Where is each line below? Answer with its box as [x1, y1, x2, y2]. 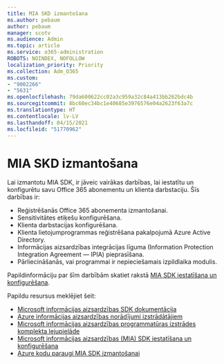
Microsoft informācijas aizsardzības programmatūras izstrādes [17, 320, 196, 328]
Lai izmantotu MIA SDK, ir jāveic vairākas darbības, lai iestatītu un [7, 178, 194, 186]
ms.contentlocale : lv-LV [7, 113, 79, 119]
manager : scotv [7, 29, 51, 37]
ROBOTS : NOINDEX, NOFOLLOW [7, 55, 85, 62]
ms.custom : [7, 74, 39, 82]
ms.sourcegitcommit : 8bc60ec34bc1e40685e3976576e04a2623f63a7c [7, 100, 194, 107]
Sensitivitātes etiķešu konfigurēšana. [17, 213, 122, 222]
